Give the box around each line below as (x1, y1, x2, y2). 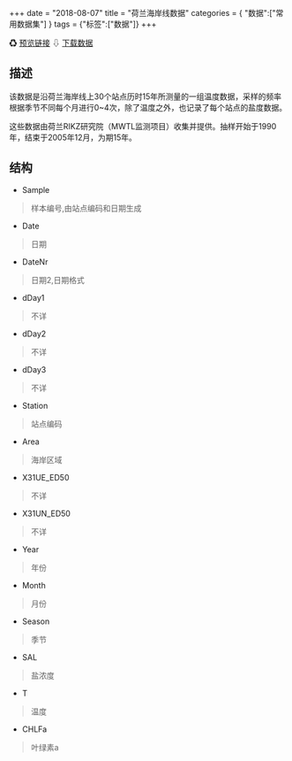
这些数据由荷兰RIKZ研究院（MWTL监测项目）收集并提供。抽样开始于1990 (9, 120, 277, 131)
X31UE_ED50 (21, 472, 70, 482)
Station (21, 400, 49, 411)
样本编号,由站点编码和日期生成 (30, 203, 142, 213)
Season (21, 616, 50, 626)
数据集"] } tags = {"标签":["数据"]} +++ (16, 19, 157, 29)
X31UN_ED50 (21, 508, 71, 519)
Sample (21, 184, 50, 195)
